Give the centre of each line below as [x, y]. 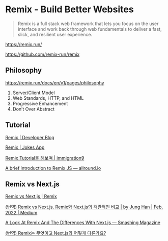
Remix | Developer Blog [30, 137]
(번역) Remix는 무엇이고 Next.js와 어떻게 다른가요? [56, 233]
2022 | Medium [21, 213]
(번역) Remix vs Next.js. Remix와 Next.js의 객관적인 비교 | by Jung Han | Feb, [84, 207]
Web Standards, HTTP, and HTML [48, 98]
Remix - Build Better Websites [69, 9]
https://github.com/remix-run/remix [43, 54]
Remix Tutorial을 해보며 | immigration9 [45, 158]
